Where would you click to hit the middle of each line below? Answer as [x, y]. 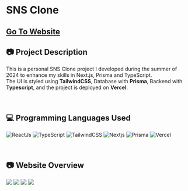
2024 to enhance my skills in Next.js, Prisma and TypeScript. [79, 75]
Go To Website [33, 32]
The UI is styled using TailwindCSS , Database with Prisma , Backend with [94, 82]
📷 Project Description [47, 52]
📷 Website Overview [45, 165]
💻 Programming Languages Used [69, 118]
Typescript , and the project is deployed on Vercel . [67, 87]
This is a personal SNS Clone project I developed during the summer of [92, 69]
